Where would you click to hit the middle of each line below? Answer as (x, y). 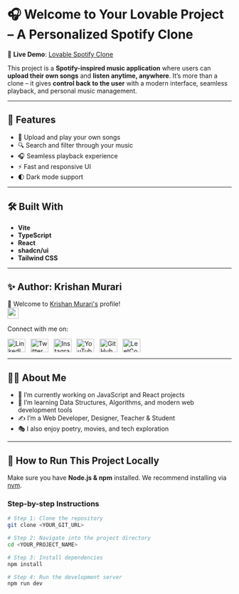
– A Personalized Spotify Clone (100, 35)
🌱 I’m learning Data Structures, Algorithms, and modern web (106, 403)
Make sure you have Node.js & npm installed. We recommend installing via (117, 478)
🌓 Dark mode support (51, 177)
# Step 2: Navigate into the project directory (79, 538)
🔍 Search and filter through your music (75, 145)
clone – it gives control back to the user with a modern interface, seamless (117, 83)
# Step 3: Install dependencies (55, 558)
